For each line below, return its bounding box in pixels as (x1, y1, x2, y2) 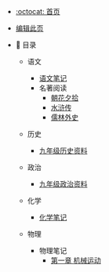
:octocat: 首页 (15, 7, 60, 16)
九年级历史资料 (38, 146, 88, 155)
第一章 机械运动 (50, 256, 102, 265)
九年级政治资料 (38, 180, 88, 188)
